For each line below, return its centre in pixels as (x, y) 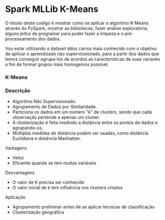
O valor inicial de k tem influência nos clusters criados (67, 188)
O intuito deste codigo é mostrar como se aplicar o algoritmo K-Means (77, 23)
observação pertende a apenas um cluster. (56, 117)
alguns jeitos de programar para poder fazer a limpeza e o (64, 33)
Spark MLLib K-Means (52, 9)
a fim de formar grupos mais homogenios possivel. (57, 64)
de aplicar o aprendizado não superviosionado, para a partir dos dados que (82, 54)
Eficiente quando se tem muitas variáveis (54, 163)
